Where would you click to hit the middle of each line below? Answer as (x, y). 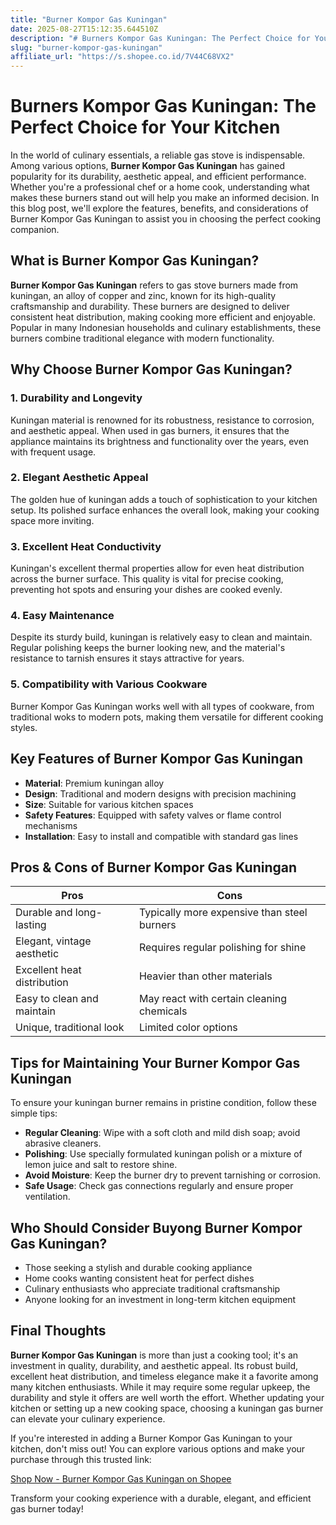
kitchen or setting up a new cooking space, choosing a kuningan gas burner (167, 1408)
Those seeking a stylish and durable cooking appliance (138, 1267)
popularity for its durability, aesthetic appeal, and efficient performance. (158, 177)
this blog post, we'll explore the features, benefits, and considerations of (159, 208)
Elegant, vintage (53, 941)
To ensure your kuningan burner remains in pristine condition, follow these (163, 1103)
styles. (24, 727)
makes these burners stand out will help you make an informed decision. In (165, 198)
